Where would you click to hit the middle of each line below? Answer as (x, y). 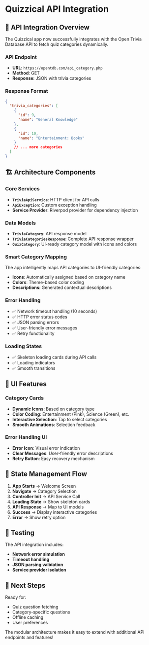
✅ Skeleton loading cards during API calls (54, 357)
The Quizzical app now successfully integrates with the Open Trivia (73, 39)
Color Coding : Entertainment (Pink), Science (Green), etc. (71, 414)
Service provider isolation (39, 570)
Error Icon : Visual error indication (46, 448)
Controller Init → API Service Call (46, 496)
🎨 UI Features (26, 384)
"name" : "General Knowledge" (48, 120)
